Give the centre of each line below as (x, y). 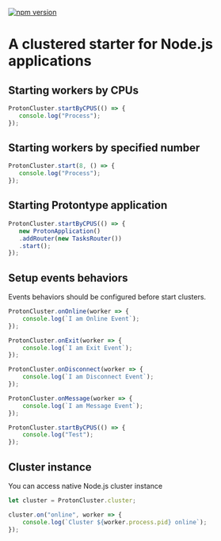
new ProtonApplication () (60, 231)
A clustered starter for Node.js (111, 44)
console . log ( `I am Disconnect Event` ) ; (88, 377)
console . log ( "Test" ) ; (58, 435)
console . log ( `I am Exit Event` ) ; (78, 348)
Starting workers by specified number (104, 148)
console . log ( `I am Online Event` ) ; (81, 318)
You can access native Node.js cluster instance (86, 486)
